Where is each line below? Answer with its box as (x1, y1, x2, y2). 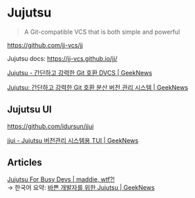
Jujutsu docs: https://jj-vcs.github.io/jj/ (7, 54, 118, 63)
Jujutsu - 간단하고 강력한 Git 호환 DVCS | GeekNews (7, 68, 152, 77)
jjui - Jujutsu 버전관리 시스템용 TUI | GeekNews (7, 136, 139, 144)
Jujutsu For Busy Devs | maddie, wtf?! (7, 175, 115, 184)
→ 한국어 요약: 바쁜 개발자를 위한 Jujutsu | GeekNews (7, 183, 155, 191)
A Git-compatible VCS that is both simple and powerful (24, 28, 180, 36)
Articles (7, 157, 43, 168)
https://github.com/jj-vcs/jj (7, 41, 83, 49)
